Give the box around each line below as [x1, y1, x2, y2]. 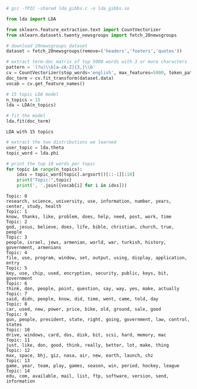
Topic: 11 [6, 337, 30, 343]
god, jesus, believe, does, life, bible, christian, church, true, [6, 224, 175, 230]
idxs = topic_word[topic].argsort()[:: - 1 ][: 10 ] [16, 172, 135, 177]
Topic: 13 [6, 358, 30, 364]
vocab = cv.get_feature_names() [6, 81, 85, 86]
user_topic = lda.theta [6, 145, 64, 150]
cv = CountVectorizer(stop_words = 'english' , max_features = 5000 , [6, 70, 167, 76]
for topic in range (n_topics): [6, 166, 83, 172]
